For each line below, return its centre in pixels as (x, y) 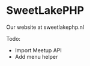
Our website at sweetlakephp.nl (45, 27)
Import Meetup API (38, 50)
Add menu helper (36, 56)
